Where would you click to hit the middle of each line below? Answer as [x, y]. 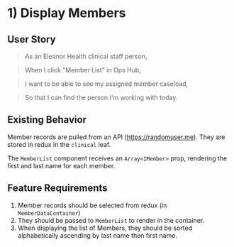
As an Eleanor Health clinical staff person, [86, 56]
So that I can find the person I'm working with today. [101, 98]
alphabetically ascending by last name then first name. [97, 235]
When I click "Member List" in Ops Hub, [83, 70]
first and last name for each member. [61, 165]
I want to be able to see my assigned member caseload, [106, 84]
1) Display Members [67, 13]
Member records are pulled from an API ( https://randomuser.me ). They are [116, 137]
